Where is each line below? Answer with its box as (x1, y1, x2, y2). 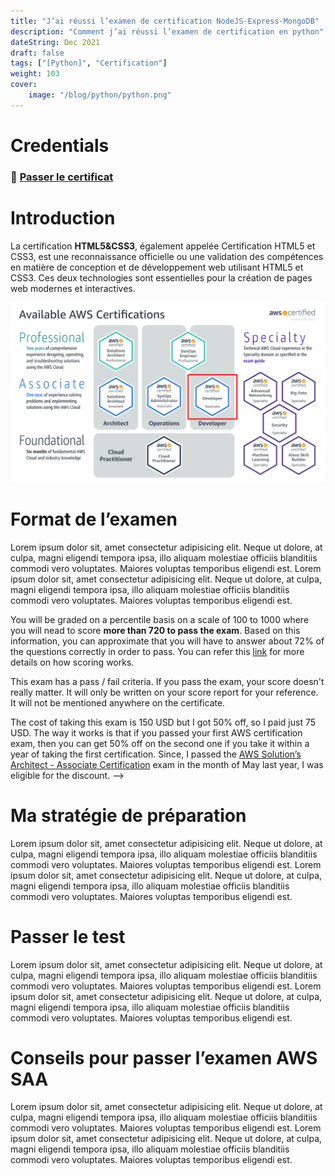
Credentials (10, 134, 110, 157)
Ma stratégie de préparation (10, 804, 247, 827)
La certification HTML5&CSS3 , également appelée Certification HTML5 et (10, 240, 316, 252)
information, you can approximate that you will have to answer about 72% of (10, 635, 325, 647)
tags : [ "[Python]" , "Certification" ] (10, 58, 168, 69)
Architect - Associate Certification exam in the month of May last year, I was (10, 758, 324, 770)
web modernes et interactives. (10, 282, 136, 294)
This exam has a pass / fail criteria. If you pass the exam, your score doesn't (10, 675, 325, 687)
